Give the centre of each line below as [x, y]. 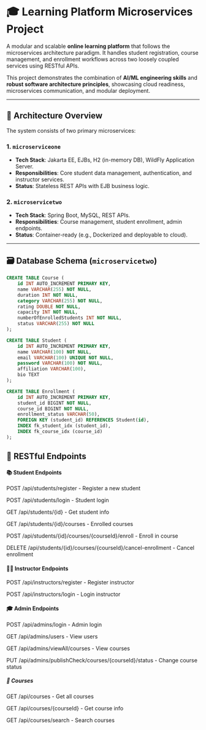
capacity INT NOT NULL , [48, 312]
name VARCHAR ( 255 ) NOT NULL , [55, 289]
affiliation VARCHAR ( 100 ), [52, 369]
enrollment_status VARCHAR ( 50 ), [59, 414]
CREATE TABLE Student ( [37, 340]
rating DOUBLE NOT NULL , [49, 307]
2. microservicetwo [34, 202]
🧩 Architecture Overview [55, 116]
